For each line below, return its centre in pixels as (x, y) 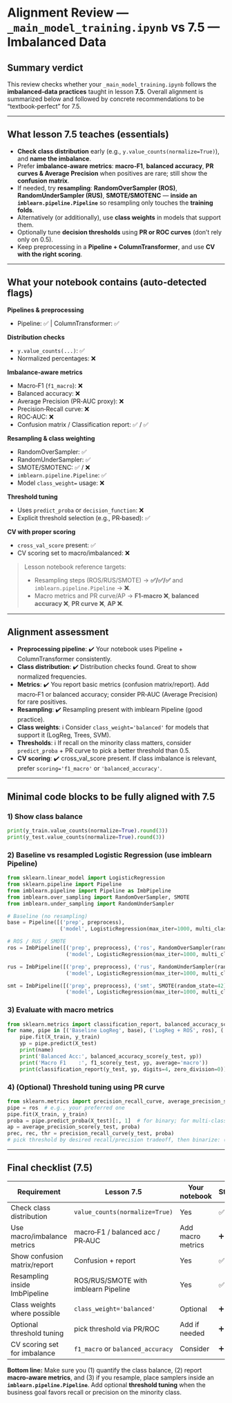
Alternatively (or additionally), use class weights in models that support (119, 217)
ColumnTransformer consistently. (65, 659)
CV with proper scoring (41, 531)
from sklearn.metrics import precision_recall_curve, (86, 1101)
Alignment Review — (68, 13)
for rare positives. (42, 702)
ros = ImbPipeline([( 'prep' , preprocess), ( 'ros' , (81, 948)
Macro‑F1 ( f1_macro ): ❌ (50, 385)
